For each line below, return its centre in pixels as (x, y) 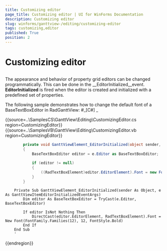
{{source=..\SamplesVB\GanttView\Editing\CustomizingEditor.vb (71, 130)
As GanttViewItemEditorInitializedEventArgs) (53, 195)
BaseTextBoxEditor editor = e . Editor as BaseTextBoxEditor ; (95, 154)
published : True (22, 33)
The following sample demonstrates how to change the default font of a (79, 105)
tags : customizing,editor (32, 28)
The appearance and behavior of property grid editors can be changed (78, 79)
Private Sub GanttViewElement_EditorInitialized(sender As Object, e (88, 190)
